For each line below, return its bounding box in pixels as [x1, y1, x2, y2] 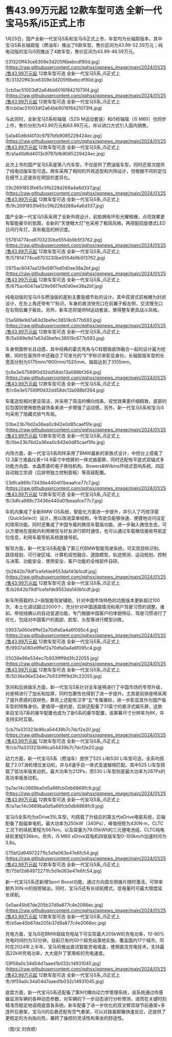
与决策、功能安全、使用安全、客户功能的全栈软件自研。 [5, 558, 122, 564]
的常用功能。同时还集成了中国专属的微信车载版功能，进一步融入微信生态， [5, 521, 162, 527]
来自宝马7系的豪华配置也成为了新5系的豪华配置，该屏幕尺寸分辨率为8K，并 [5, 709, 165, 716]
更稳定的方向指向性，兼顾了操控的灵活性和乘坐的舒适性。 [5, 1015, 126, 1021]
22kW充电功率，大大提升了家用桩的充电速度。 [9, 950, 107, 956]
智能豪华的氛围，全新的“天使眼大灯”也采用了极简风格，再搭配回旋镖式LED [9, 220, 166, 226]
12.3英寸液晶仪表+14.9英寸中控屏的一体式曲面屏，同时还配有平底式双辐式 [5, 456, 160, 463]
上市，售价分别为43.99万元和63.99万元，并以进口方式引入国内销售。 [5, 122, 151, 129]
